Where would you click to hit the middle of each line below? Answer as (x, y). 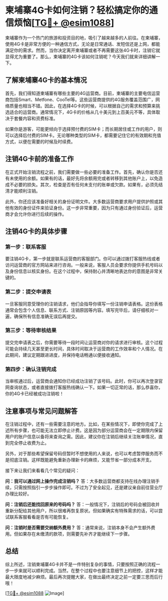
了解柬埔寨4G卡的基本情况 (46, 80)
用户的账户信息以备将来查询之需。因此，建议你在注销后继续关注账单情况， (82, 436)
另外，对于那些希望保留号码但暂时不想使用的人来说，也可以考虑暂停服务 (79, 453)
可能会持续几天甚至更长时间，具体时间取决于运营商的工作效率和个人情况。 (82, 348)
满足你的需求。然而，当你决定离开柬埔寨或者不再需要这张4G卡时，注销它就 (83, 50)
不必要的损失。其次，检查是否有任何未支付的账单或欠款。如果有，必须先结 (86, 184)
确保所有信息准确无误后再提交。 (47, 316)
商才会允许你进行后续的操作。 (36, 214)
